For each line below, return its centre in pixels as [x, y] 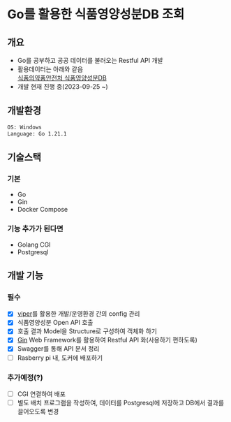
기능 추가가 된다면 [36, 229]
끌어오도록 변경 [38, 412]
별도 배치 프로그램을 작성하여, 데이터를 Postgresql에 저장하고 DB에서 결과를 [121, 402]
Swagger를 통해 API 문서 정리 [58, 349]
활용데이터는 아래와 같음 [50, 69]
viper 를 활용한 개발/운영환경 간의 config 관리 [79, 314]
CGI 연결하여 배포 [42, 394]
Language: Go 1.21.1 [37, 133]
